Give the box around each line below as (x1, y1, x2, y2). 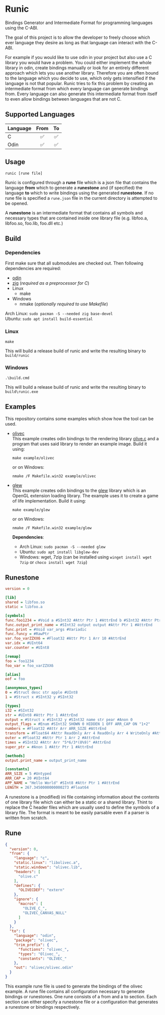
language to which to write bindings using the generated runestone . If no (5, 190, 154, 196)
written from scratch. (5, 815, 48, 821)
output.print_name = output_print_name (5, 758, 87, 763)
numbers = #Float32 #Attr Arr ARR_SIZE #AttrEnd (5, 726, 107, 731)
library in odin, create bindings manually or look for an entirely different (5, 65, 149, 71)
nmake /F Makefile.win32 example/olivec (12, 474, 96, 479)
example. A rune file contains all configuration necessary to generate (5, 988, 145, 994)
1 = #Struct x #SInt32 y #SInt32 (5, 694, 74, 700)
